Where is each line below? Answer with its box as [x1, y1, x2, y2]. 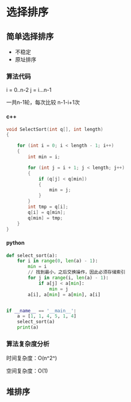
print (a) [17, 324, 39, 330]
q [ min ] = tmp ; [28, 215, 63, 221]
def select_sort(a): [6, 252, 58, 258]
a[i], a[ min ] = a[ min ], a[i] [28, 291, 101, 297]
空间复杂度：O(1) [6, 367, 48, 374]
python [6, 239, 25, 246]
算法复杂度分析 [6, 340, 50, 348]
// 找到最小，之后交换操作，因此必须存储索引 [28, 269, 126, 275]
